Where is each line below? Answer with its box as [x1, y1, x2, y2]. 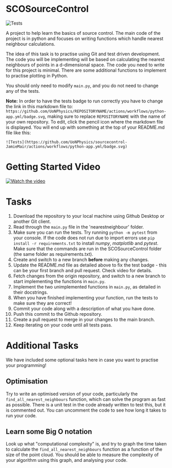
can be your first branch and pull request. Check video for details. [13, 267, 153, 273]
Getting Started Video [6, 161, 101, 173]
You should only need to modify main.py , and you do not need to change [6, 83, 159, 89]
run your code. [6, 412, 37, 418]
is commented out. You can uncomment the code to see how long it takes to [6, 407, 167, 413]
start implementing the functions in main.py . [13, 278, 106, 284]
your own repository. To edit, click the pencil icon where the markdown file [6, 118, 163, 125]
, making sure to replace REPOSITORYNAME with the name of [45, 113, 166, 119]
